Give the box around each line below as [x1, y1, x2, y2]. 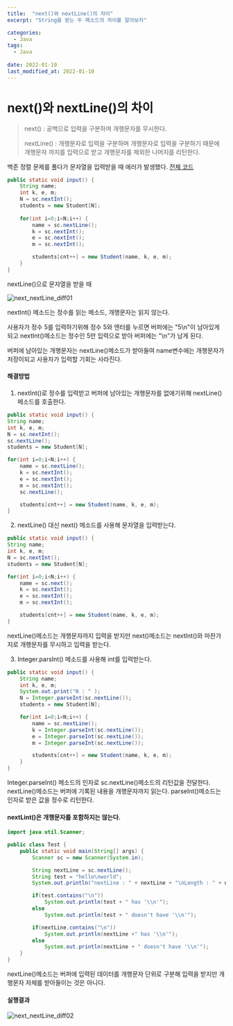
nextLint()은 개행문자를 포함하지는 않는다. [7, 813, 121, 821]
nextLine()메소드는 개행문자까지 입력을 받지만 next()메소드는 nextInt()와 [7, 631, 203, 640]
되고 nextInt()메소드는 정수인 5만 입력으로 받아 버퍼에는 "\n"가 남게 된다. [7, 331, 203, 340]
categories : [7, 29, 42, 36]
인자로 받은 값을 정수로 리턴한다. [7, 796, 95, 804]
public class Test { [7, 841, 67, 848]
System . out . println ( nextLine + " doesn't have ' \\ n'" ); [44, 943, 209, 950]
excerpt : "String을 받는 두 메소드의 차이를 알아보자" [7, 17, 147, 24]
